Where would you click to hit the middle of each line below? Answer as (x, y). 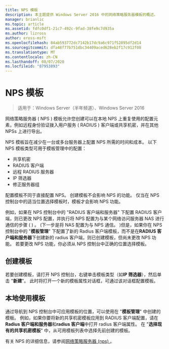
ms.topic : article (25, 24)
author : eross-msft (26, 38)
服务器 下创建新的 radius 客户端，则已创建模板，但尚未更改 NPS (85, 238)
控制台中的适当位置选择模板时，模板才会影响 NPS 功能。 (64, 202)
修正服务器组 (26, 185)
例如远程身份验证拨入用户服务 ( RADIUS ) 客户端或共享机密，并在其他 (86, 125)
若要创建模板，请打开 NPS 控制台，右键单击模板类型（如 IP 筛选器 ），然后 (81, 274)
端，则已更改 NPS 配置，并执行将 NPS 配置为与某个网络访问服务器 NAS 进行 (85, 219)
